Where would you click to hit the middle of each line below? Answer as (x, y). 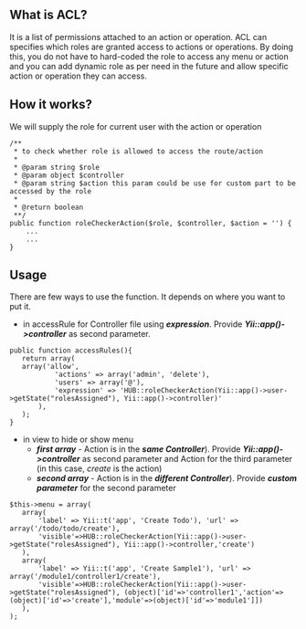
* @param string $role (57, 167)
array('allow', (50, 367)
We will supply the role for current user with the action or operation (136, 126)
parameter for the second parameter (106, 488)
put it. (21, 307)
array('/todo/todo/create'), (65, 529)
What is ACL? (49, 15)
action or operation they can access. (79, 76)
